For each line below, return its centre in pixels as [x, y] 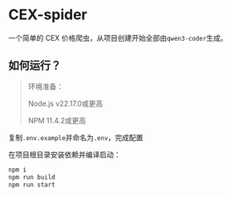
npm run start [32, 185]
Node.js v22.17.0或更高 [65, 103]
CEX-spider [48, 15]
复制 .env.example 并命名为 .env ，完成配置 [76, 137]
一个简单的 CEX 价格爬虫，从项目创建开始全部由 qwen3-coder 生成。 [118, 38]
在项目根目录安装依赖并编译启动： [65, 155]
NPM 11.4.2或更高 [57, 120]
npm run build [32, 177]
